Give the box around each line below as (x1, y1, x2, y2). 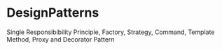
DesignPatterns (6, 5, 99, 21)
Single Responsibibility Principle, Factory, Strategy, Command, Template (6, 28, 215, 36)
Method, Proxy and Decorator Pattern (6, 35, 115, 43)
